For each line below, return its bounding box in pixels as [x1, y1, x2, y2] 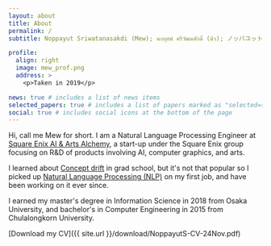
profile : [8, 49, 38, 57]
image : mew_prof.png [15, 64, 85, 73]
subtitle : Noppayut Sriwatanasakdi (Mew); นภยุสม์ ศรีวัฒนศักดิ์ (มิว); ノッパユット [8, 34, 264, 43]
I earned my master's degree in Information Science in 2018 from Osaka [8, 196, 248, 206]
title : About [8, 19, 52, 27]
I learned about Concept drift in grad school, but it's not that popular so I [8, 163, 249, 173]
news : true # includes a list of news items [8, 94, 161, 102]
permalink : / [8, 27, 52, 35]
